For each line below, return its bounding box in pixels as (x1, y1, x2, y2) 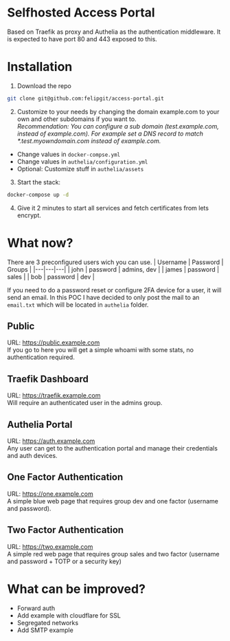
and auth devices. (7, 452, 58, 459)
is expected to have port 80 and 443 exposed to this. (7, 34, 158, 43)
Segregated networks (16, 618, 79, 627)
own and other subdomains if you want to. (16, 115, 137, 123)
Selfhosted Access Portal (7, 5, 156, 21)
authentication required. (7, 353, 76, 362)
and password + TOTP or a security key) (7, 557, 122, 565)
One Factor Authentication (7, 471, 124, 483)
